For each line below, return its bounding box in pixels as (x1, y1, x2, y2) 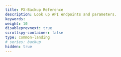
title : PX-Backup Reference (5, 7, 64, 12)
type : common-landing (5, 35, 50, 40)
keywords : (5, 16, 26, 21)
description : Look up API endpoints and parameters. (5, 12, 117, 17)
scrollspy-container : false (5, 30, 64, 35)
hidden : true (5, 44, 32, 49)
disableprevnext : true (5, 26, 52, 31)
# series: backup (5, 40, 41, 45)
